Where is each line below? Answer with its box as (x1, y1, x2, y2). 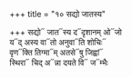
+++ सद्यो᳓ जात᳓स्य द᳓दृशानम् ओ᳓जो (9, 27, 123, 37)
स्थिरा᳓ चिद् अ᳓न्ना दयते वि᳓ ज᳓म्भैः (9, 57, 108, 68)
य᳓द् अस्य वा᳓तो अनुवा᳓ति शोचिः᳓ (9, 37, 107, 47)
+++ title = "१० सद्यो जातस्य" (9, 9, 107, 19)
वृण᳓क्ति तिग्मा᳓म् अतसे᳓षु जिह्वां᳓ (9, 47, 104, 58)
